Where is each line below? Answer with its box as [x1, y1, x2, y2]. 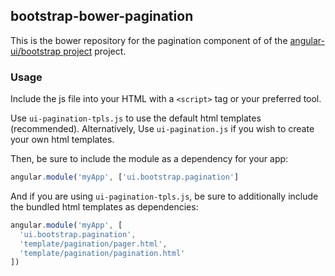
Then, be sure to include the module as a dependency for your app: [10, 153, 289, 165]
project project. [63, 45, 127, 57]
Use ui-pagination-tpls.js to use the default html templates [10, 112, 262, 124]
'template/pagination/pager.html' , [19, 239, 168, 249]
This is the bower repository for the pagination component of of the [10, 34, 288, 46]
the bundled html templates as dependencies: [10, 200, 199, 213]
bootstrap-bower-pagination [10, 8, 194, 25]
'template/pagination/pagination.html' [19, 248, 186, 258]
